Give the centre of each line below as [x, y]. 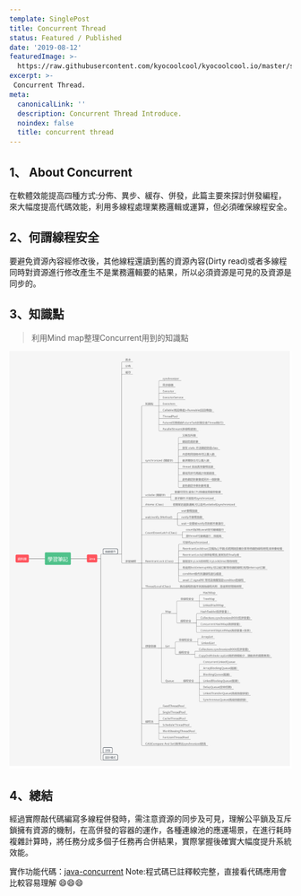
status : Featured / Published [66, 38]
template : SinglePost [50, 19]
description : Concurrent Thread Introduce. [99, 113]
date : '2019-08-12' [46, 48]
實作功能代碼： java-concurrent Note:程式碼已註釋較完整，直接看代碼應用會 [148, 872]
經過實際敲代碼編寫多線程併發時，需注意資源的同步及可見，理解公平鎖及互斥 [150, 819]
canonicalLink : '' [52, 104]
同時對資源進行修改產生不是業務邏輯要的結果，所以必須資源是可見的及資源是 [150, 272]
